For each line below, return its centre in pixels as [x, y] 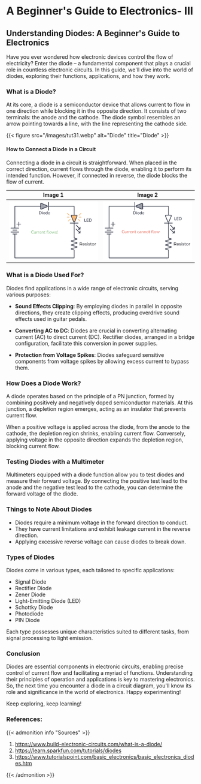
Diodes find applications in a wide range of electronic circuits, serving [92, 288]
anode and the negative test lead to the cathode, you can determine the [95, 488]
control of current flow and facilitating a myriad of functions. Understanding [100, 673]
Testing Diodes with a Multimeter [55, 462]
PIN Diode [27, 620]
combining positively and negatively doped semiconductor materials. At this [100, 402]
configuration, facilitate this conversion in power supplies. [86, 343]
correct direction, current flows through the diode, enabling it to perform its [99, 169]
